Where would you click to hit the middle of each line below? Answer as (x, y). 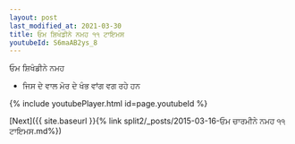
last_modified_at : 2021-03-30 (66, 26)
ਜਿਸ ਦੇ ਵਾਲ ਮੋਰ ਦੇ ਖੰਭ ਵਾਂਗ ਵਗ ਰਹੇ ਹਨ (81, 86)
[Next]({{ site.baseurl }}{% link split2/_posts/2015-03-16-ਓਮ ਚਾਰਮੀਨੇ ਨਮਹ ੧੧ (147, 121)
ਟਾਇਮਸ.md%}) (36, 131)
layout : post (34, 17)
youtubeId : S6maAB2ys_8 (54, 42)
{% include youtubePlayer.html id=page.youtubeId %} (109, 104)
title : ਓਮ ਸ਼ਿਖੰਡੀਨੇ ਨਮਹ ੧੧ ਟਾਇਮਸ (67, 34)
